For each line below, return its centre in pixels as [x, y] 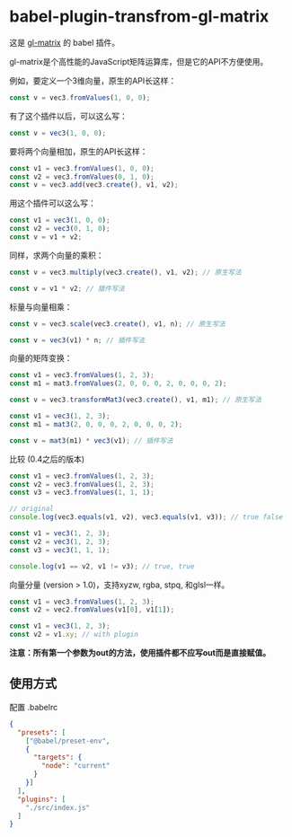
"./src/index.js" [58, 807]
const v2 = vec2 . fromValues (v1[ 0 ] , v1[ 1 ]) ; [92, 610]
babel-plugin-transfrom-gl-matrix [139, 17]
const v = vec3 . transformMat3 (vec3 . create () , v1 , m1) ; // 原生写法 [136, 400]
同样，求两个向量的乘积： [57, 255]
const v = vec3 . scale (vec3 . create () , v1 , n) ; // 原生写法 [118, 324]
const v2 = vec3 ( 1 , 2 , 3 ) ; [60, 542]
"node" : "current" [76, 766]
